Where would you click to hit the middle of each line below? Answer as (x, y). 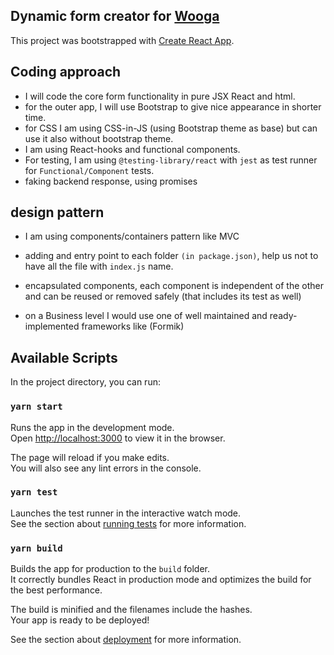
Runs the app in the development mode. (92, 427)
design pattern (57, 212)
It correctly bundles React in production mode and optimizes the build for (161, 580)
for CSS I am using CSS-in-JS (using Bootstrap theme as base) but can (171, 128)
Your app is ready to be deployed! (80, 620)
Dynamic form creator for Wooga (115, 16)
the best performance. (56, 590)
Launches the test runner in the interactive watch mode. (126, 513)
